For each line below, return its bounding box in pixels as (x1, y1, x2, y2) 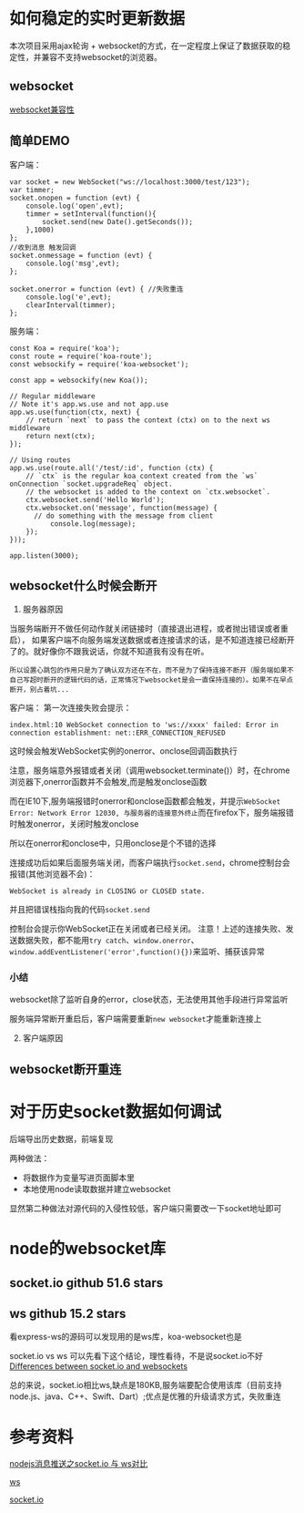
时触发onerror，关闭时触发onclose (9, 818, 139, 829)
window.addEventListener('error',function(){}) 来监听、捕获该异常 (9, 946, 266, 957)
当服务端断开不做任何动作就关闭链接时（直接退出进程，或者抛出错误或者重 (9, 623, 289, 634)
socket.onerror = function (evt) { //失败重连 (9, 284, 184, 293)
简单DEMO (9, 133, 70, 149)
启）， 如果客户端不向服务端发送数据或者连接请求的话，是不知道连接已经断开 (9, 634, 295, 645)
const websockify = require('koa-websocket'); (9, 359, 189, 369)
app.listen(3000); (9, 551, 79, 561)
